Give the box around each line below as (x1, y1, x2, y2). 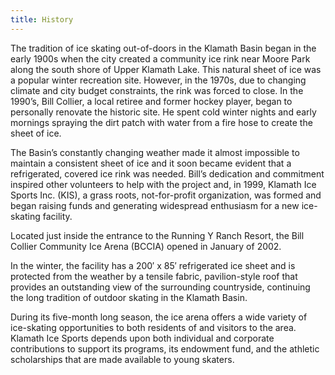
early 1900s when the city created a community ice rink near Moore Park (10, 52, 311, 65)
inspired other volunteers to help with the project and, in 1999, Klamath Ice (10, 178, 317, 190)
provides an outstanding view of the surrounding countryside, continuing (10, 281, 311, 293)
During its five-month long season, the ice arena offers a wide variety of (10, 311, 308, 323)
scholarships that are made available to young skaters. (10, 353, 235, 365)
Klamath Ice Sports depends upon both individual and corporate (10, 332, 275, 344)
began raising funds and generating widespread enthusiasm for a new (10, 199, 300, 211)
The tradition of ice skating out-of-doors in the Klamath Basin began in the (10, 42, 317, 54)
